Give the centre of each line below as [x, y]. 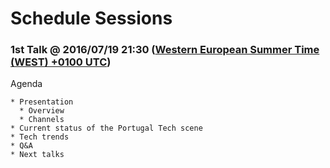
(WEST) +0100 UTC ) [61, 62]
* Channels [42, 120]
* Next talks [37, 155]
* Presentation [42, 102]
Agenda [26, 84]
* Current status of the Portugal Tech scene [106, 128]
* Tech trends [40, 137]
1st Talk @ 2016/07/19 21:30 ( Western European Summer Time [165, 50]
